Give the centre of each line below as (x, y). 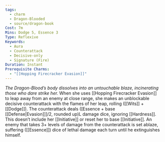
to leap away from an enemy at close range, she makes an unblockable (77, 98)
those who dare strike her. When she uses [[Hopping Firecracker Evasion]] (81, 93)
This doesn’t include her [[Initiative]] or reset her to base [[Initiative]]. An (79, 119)
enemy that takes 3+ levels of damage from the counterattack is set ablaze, (82, 124)
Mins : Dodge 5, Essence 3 (32, 33)
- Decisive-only (26, 55)
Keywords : (15, 42)
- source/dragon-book (32, 23)
